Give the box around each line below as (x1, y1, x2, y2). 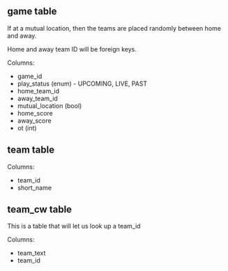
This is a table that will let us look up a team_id (7, 222, 141, 231)
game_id (17, 72, 43, 80)
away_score (17, 116, 52, 125)
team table (7, 144, 54, 156)
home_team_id (17, 86, 59, 95)
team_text (17, 249, 46, 257)
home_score (17, 109, 54, 117)
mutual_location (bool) (17, 101, 82, 110)
